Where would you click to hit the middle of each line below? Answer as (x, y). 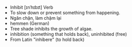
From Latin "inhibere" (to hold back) (47, 39)
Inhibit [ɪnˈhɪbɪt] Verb (31, 7)
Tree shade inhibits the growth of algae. (51, 29)
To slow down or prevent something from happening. (65, 13)
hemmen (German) (29, 23)
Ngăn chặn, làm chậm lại (36, 18)
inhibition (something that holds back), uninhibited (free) (69, 34)
